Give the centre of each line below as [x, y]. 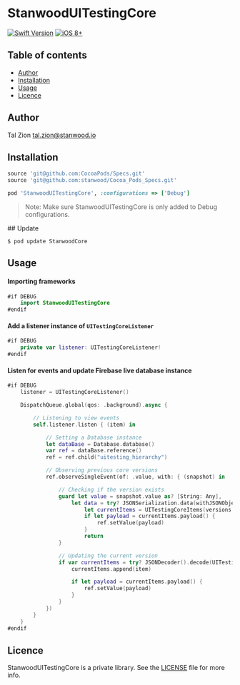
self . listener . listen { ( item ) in [84, 425]
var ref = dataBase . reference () [94, 451]
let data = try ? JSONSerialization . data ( [134, 503]
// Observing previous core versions [102, 470]
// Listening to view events [76, 418]
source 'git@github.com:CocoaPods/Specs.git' [76, 174]
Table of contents [47, 55]
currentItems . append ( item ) [111, 569]
